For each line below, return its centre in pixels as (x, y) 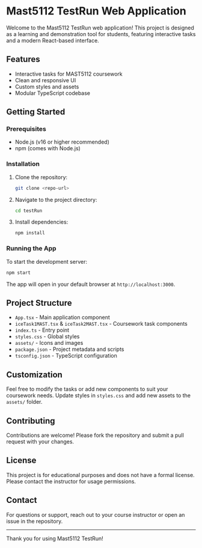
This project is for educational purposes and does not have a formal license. (100, 475)
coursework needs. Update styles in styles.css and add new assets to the (99, 395)
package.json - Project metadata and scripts (69, 349)
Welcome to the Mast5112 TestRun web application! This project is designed (100, 28)
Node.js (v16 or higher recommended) (62, 142)
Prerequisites (26, 129)
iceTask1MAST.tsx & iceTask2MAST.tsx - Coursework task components (101, 324)
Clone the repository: (41, 177)
